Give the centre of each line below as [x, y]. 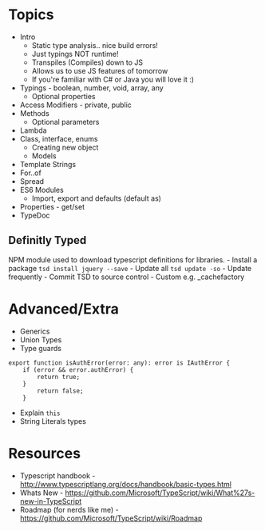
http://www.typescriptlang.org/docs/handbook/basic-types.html [125, 484]
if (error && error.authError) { [78, 369]
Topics [31, 15]
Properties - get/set [52, 206]
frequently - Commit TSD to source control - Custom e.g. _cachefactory [127, 277]
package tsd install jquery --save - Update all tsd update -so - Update [130, 268]
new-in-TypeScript [51, 501]
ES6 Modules [42, 190]
